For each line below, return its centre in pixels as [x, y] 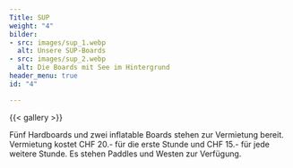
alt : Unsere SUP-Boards [61, 51]
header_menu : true [43, 76]
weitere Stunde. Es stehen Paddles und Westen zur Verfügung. [125, 154]
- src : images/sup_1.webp [57, 42]
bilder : [24, 34]
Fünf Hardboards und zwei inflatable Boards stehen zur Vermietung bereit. [146, 134]
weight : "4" [31, 26]
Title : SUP [30, 17]
